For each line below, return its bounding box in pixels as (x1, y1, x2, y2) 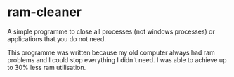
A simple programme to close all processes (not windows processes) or (7, 27, 216, 36)
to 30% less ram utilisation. (7, 63, 86, 71)
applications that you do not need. (7, 34, 107, 43)
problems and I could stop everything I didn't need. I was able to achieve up (7, 55, 227, 64)
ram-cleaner (7, 4, 82, 20)
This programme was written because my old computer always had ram (7, 48, 216, 57)
